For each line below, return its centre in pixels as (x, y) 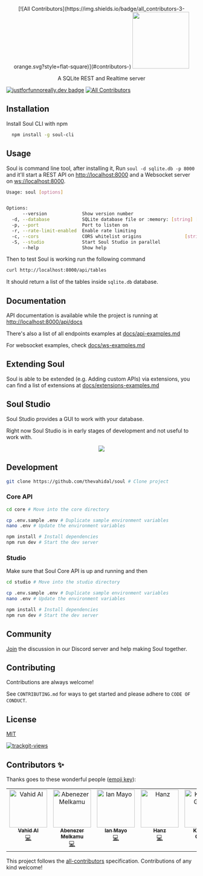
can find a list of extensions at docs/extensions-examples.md (83, 385)
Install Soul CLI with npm (37, 123)
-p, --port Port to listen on (70, 225)
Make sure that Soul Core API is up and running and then (77, 571)
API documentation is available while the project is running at (82, 315)
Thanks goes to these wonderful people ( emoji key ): (71, 779)
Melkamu (72, 836)
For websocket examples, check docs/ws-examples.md (76, 345)
